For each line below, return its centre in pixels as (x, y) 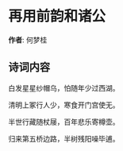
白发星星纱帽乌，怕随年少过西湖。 (64, 87)
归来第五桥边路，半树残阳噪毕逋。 (64, 138)
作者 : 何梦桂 (28, 40)
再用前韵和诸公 (57, 16)
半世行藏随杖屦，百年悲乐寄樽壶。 (64, 122)
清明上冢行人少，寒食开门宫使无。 (64, 105)
